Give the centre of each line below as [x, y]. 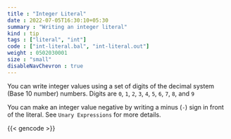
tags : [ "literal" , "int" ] [47, 40]
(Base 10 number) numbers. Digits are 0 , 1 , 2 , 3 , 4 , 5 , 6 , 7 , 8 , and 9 [101, 93]
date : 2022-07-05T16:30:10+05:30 [58, 20]
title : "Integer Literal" [47, 14]
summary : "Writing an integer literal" [68, 27]
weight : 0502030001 [38, 53]
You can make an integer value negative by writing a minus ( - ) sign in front [115, 107]
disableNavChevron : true [45, 66]
